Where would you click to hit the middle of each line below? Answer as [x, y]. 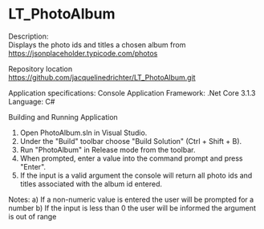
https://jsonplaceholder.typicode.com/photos [83, 53]
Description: [28, 36]
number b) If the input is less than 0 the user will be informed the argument [132, 208]
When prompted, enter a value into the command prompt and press [131, 158]
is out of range [32, 216]
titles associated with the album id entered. [91, 184]
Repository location [41, 68]
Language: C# [32, 101]
